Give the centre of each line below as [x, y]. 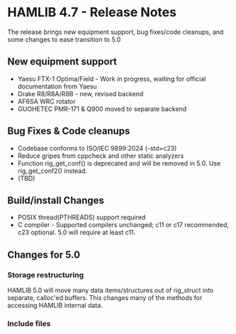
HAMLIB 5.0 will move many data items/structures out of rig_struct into [111, 290]
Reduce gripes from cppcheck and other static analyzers [101, 156]
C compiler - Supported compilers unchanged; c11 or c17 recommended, [123, 225]
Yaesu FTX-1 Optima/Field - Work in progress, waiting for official [112, 79]
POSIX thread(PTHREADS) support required [82, 217]
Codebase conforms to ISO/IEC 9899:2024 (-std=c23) [97, 148]
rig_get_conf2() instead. [52, 171]
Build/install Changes [56, 200]
